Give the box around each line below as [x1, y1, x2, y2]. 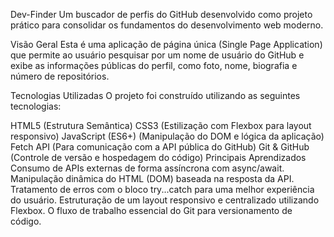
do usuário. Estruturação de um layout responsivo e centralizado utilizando [10, 194, 320, 206]
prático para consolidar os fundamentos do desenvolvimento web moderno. [10, 19, 324, 31]
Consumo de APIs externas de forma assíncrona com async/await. [10, 162, 285, 174]
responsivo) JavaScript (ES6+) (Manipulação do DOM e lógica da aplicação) [10, 130, 325, 142]
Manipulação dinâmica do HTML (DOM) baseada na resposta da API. [10, 173, 295, 184]
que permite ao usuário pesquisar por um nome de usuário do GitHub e [10, 49, 305, 61]
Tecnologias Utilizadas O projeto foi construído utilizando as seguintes [10, 90, 301, 101]
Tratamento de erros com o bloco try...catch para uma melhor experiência [10, 184, 315, 195]
